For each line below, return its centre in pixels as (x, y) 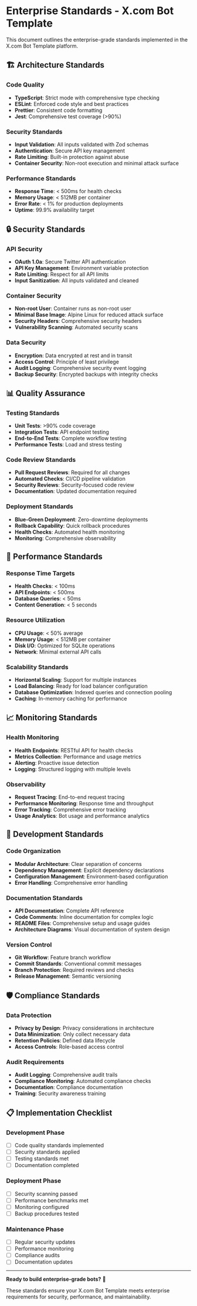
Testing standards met (42, 1159)
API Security (24, 249)
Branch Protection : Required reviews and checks (74, 970)
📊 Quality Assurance (46, 393)
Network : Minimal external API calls (58, 652)
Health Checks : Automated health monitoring (69, 532)
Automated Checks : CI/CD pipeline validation (70, 479)
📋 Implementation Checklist (59, 1113)
